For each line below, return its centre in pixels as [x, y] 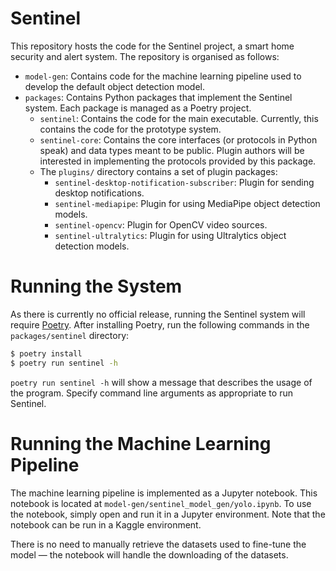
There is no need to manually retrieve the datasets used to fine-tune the [158, 544]
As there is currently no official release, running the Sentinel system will [158, 314]
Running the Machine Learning [141, 443]
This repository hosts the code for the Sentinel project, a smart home [152, 46]
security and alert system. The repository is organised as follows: [145, 56]
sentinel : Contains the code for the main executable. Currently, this [179, 118]
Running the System [96, 286]
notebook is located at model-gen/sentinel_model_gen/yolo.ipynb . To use [161, 503]
